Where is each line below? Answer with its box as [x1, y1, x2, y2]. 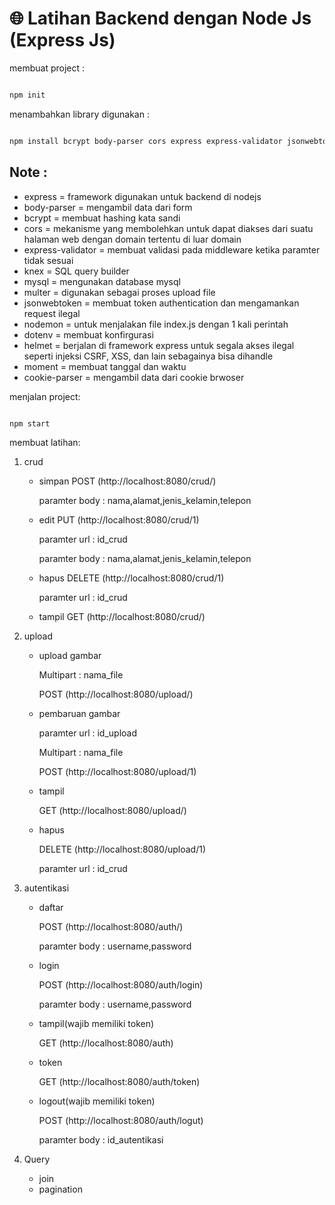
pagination [38, 1183, 83, 1196]
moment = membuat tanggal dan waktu [23, 360, 187, 372]
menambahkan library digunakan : [9, 108, 150, 120]
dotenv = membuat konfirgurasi [23, 328, 154, 341]
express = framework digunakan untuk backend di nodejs [23, 190, 262, 202]
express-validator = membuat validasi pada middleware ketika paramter [23, 243, 321, 256]
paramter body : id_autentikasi [38, 1134, 164, 1146]
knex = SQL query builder [23, 265, 130, 277]
